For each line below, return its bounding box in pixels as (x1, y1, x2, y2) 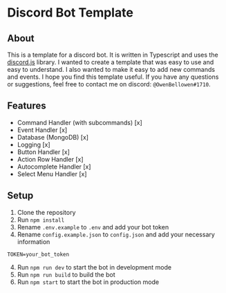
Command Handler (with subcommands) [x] (17, 118, 143, 126)
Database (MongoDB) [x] (17, 133, 88, 141)
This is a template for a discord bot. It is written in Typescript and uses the (7, 50, 219, 59)
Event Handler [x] (17, 126, 68, 134)
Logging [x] (17, 140, 50, 149)
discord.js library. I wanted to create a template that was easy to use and (7, 58, 214, 66)
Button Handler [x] (17, 147, 70, 156)
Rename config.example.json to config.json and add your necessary (17, 230, 216, 238)
